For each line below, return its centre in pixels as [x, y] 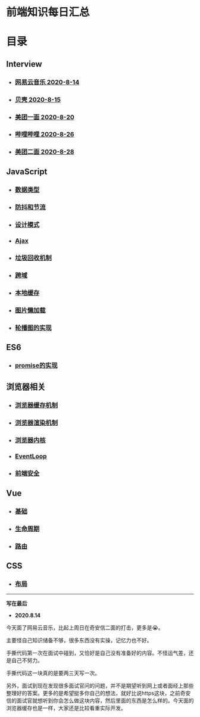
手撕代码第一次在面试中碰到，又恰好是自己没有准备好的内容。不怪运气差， [97, 653]
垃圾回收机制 [33, 258]
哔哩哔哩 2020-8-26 [44, 135]
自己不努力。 [27, 660]
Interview [24, 64]
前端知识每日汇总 [48, 12]
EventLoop [31, 456]
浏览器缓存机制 [36, 405]
